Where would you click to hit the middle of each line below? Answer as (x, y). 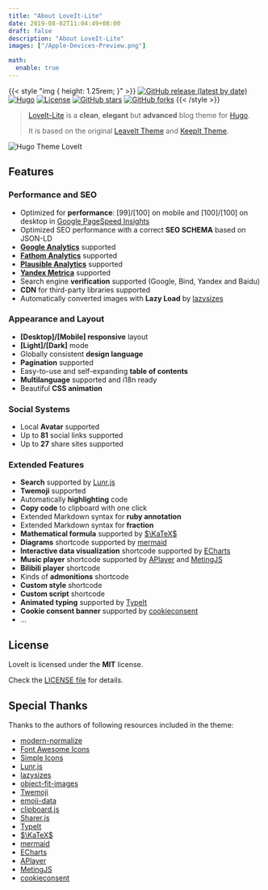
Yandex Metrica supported (65, 272)
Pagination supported (57, 362)
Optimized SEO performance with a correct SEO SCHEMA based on (133, 229)
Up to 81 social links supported (71, 435)
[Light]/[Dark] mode (54, 345)
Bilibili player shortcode (60, 568)
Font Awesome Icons (55, 749)
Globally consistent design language (82, 354)
